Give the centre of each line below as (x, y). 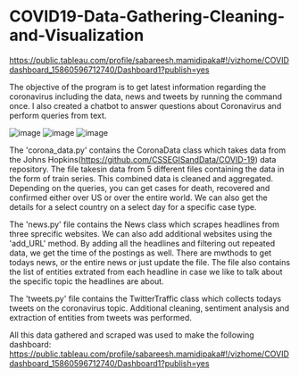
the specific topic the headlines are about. (87, 281)
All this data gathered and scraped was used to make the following (132, 335)
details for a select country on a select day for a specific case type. (133, 206)
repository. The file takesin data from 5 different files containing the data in (147, 169)
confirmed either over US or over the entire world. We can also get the (138, 197)
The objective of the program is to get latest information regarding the (137, 87)
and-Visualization (77, 35)
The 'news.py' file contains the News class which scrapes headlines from (144, 224)
